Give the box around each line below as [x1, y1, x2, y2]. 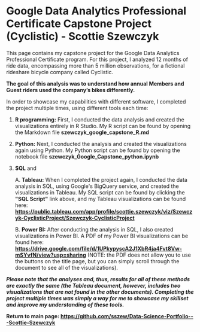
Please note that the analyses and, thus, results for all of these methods [6, 275, 190, 282]
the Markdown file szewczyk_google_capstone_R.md [14, 129, 150, 136]
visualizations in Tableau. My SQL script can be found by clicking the [14, 188, 185, 196]
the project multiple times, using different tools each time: [6, 104, 149, 111]
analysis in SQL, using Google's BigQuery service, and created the [14, 182, 179, 190]
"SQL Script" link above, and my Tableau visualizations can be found [14, 195, 186, 202]
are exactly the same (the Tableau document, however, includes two [6, 282, 181, 289]
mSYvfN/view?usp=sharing [14, 251, 87, 258]
